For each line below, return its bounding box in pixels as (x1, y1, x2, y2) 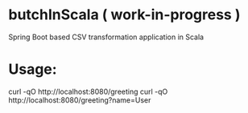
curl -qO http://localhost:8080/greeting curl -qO (8, 87, 168, 96)
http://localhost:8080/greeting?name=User (8, 95, 151, 105)
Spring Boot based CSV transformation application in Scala (8, 32, 204, 42)
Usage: (8, 60, 58, 79)
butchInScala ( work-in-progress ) (8, 6, 241, 24)
